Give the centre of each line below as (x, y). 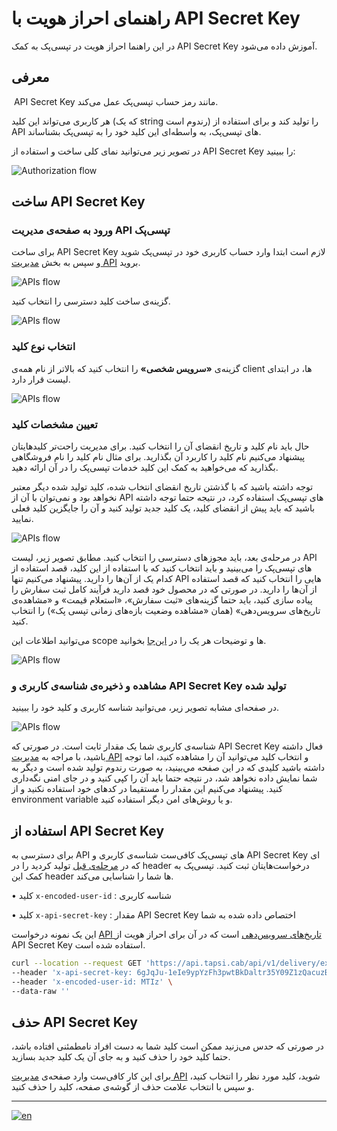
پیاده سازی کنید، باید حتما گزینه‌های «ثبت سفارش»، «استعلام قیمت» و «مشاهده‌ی (162, 600)
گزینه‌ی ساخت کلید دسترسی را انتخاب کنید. (91, 301)
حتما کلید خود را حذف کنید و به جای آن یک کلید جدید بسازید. (121, 1057)
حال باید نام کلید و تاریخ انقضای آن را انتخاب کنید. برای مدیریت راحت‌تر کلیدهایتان (160, 446)
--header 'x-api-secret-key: (72, 973)
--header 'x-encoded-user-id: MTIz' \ (92, 982)
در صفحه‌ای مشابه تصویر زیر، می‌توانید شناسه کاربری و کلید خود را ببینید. (145, 708)
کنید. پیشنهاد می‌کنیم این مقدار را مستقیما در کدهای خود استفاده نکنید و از (147, 789)
